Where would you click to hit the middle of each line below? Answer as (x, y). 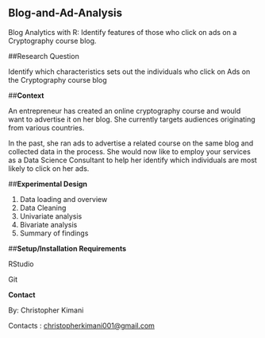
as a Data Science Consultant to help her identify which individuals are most (133, 160)
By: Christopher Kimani (46, 310)
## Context (26, 95)
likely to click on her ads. (49, 168)
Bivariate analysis (48, 224)
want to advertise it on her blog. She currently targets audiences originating (132, 119)
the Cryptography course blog (58, 80)
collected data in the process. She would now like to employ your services (130, 151)
